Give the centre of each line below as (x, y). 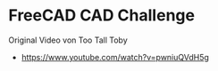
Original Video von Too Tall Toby (68, 40)
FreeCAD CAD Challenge (102, 16)
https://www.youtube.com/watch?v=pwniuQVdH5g (115, 57)
